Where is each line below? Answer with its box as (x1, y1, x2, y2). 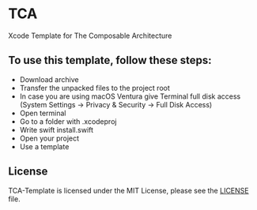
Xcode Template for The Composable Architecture (8, 31, 172, 40)
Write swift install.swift (19, 125, 93, 134)
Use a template (19, 141, 70, 151)
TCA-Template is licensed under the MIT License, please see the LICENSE (8, 186, 249, 195)
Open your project (19, 133, 80, 143)
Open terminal (19, 108, 66, 118)
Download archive (19, 74, 79, 84)
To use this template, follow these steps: (8, 54, 212, 67)
